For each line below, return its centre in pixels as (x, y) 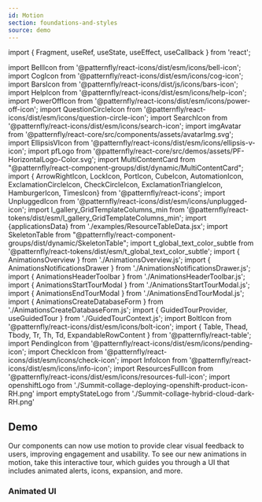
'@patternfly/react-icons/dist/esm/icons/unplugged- (162, 201)
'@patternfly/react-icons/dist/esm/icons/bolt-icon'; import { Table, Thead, (128, 327)
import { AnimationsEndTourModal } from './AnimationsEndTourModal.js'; (126, 293)
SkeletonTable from (40, 235)
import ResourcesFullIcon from (164, 369)
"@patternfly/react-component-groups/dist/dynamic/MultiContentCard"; (126, 168)
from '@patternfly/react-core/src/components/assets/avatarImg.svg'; (121, 135)
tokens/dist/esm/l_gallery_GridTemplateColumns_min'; (96, 218)
